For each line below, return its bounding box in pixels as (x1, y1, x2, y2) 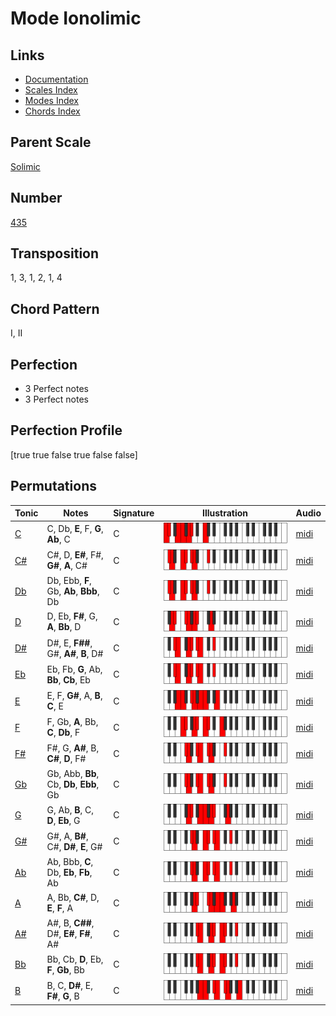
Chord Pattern (10, 300, 100, 317)
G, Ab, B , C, (46, 803, 95, 816)
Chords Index (24, 105, 81, 117)
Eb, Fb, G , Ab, (46, 663, 103, 675)
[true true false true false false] (10, 448, 138, 461)
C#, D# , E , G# (46, 840, 103, 852)
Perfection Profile (10, 422, 123, 439)
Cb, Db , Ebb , (46, 778, 100, 791)
